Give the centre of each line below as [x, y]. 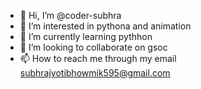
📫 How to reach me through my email [98, 58]
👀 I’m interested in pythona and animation [105, 26]
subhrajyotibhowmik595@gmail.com [95, 73]
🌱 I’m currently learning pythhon [86, 36]
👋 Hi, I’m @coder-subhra [70, 15]
